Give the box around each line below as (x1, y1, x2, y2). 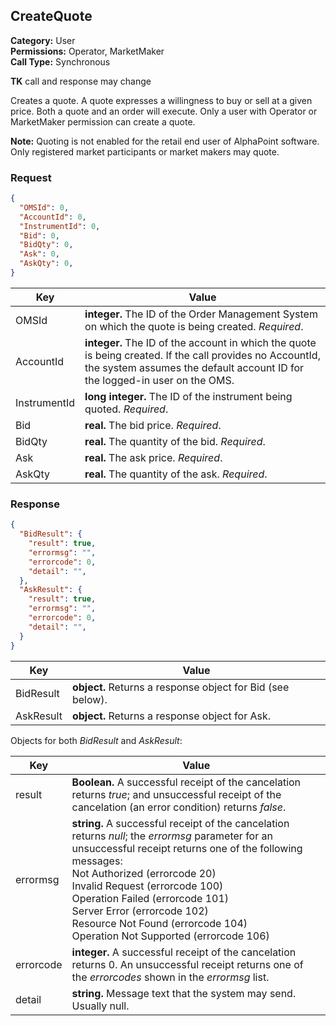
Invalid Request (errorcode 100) (71, 879, 224, 893)
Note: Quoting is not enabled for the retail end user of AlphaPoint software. (10, 135, 320, 147)
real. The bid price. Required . (84, 418, 222, 432)
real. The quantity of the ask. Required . (84, 467, 268, 481)
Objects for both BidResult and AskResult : (10, 734, 183, 746)
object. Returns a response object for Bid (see (71, 680, 290, 694)
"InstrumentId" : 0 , (19, 221, 101, 231)
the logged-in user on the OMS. (84, 373, 235, 387)
